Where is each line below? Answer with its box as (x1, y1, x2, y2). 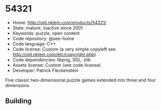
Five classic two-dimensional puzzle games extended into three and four (5, 77, 156, 83)
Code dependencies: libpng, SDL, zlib (12, 56, 91, 62)
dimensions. (5, 82, 31, 88)
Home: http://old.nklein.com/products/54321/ (12, 19, 107, 25)
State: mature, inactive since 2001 (12, 24, 83, 30)
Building (5, 97, 32, 105)
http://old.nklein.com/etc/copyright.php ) (12, 51, 97, 57)
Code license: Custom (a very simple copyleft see (12, 46, 116, 52)
